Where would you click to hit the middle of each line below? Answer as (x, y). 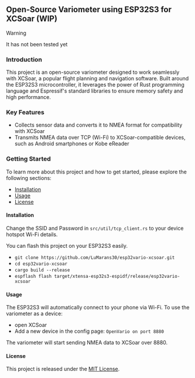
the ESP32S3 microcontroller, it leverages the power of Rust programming (95, 85)
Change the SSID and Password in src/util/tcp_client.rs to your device (95, 228)
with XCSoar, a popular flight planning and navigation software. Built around (97, 79)
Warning (16, 33)
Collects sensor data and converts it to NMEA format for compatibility (98, 125)
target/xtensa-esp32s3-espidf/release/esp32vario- (117, 276)
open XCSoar (31, 325)
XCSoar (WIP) (32, 19)
